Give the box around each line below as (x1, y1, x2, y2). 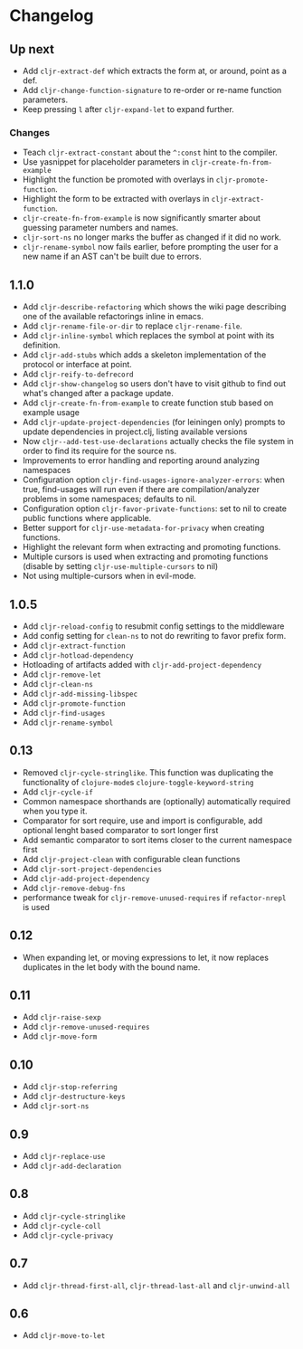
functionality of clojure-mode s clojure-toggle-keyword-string (22, 776, 254, 787)
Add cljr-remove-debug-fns (22, 882, 126, 893)
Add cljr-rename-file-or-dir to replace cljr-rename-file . (22, 320, 242, 331)
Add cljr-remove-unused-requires (22, 1021, 150, 1032)
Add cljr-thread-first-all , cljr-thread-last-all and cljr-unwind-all (22, 1279, 291, 1290)
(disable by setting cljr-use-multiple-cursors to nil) (22, 561, 219, 572)
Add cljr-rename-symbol (22, 717, 114, 727)
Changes (9, 126, 51, 138)
